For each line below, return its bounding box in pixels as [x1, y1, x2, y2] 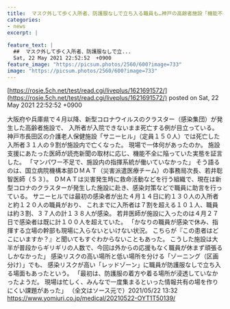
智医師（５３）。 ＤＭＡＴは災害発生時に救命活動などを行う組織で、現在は [7, 175, 216, 183]
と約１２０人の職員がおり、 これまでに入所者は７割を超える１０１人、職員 [7, 200, 218, 209]
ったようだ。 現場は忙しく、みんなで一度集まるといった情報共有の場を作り [7, 277, 219, 286]
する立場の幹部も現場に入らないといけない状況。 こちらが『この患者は [12, 226, 213, 234]
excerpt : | [7, 29, 38, 36]
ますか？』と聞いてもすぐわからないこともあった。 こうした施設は [25, 234, 212, 243]
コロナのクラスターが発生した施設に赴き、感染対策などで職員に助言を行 [12, 183, 217, 192]
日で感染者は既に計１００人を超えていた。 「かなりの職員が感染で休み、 [7, 217, 213, 226]
